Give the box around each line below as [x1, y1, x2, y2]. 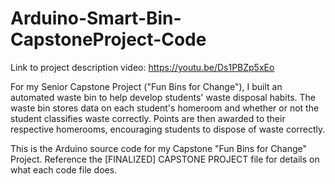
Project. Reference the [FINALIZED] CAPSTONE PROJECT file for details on [10, 153, 320, 165]
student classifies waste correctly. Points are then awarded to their [10, 112, 286, 124]
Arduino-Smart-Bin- [10, 7, 182, 30]
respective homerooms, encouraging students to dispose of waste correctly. [10, 123, 326, 135]
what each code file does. [10, 163, 118, 176]
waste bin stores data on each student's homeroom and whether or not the [10, 102, 320, 114]
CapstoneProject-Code [10, 28, 207, 51]
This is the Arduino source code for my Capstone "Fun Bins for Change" [10, 142, 308, 154]
